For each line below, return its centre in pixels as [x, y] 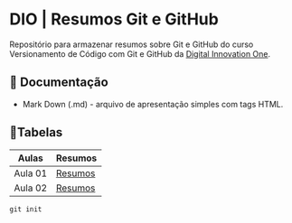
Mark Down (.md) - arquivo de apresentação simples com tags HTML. [153, 104]
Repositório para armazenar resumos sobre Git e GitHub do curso [132, 44]
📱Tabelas [36, 132]
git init [26, 209]
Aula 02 [31, 188]
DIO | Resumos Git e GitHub [114, 19]
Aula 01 [31, 173]
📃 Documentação [59, 83]
